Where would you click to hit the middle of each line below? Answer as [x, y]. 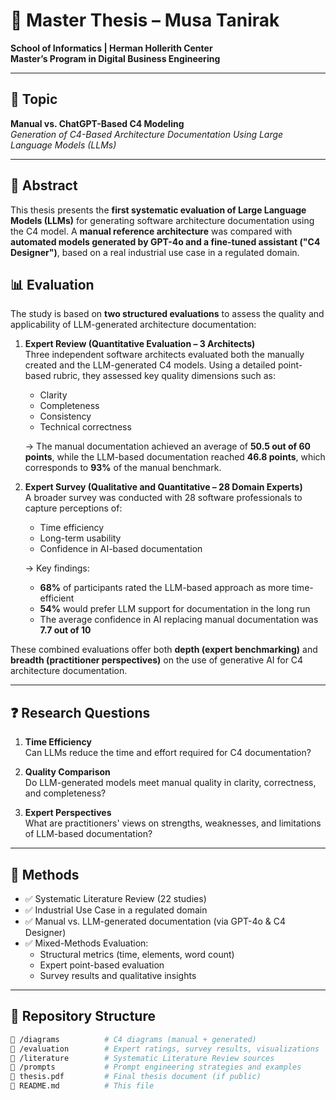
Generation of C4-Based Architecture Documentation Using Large [147, 134]
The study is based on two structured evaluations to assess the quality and [167, 314]
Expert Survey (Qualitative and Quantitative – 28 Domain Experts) [163, 487]
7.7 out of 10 [65, 630]
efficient [57, 598]
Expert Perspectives [68, 813]
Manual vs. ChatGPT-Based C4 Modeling [97, 123]
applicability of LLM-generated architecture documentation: [133, 325]
